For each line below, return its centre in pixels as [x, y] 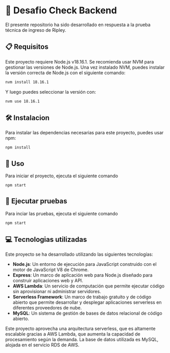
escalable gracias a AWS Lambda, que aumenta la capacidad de [73, 334]
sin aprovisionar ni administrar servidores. [57, 292]
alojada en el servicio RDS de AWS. [42, 345]
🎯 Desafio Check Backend [61, 11]
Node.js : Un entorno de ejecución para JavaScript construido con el [84, 264]
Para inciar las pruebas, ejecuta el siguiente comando [62, 213]
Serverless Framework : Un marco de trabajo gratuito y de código [82, 297]
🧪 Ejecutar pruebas [36, 201]
